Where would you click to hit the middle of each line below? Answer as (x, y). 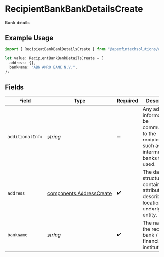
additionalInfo (25, 136)
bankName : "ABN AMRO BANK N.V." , (43, 67)
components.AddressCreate (80, 193)
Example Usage (29, 38)
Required (127, 100)
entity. (150, 215)
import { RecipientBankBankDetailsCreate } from (55, 49)
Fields (15, 87)
